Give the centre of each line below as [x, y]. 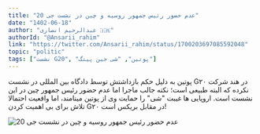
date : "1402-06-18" [40, 23]
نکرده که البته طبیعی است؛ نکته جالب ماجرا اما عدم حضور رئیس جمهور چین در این [129, 89]
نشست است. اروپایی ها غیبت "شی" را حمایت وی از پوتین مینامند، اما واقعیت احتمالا [131, 98]
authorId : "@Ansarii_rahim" [54, 37]
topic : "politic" [37, 52]
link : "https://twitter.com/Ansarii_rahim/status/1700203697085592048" [128, 45]
